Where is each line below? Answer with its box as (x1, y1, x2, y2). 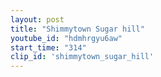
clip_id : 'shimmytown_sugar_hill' (10, 52, 155, 62)
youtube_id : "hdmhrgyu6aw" (10, 33, 123, 43)
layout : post (10, 14, 65, 25)
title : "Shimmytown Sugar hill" (10, 24, 145, 34)
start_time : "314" (10, 42, 87, 53)
